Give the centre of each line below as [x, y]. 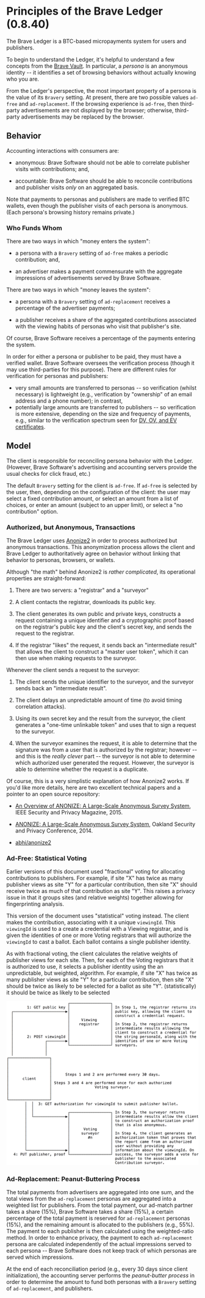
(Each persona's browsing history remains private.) [71, 212]
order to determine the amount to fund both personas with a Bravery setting [102, 1282]
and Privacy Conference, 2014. [54, 831]
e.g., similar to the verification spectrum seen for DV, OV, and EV [96, 420]
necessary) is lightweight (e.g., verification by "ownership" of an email [103, 395]
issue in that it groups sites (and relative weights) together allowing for [95, 898]
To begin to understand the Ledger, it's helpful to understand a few [91, 59]
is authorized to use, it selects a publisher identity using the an [85, 967]
